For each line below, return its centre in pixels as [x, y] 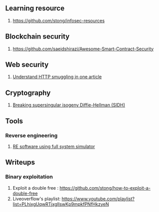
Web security [27, 65]
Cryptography [28, 93]
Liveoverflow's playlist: [36, 199]
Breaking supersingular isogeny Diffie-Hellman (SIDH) [69, 105]
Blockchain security [37, 37]
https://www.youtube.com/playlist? [98, 199]
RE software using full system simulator [54, 146]
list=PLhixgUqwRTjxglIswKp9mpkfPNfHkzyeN [61, 204]
